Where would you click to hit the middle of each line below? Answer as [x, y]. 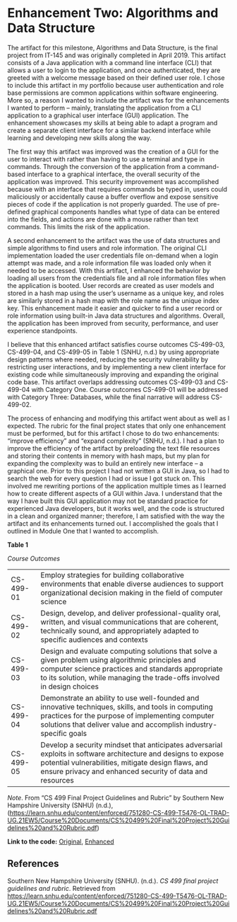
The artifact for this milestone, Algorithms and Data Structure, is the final [113, 47]
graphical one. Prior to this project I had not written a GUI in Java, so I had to [119, 471]
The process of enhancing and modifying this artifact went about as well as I [119, 418]
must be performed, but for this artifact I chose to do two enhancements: [114, 433]
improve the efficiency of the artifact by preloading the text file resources [114, 448]
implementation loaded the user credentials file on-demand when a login [113, 255]
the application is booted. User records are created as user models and [111, 285]
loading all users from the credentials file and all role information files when [116, 278]
